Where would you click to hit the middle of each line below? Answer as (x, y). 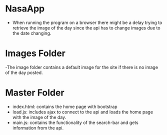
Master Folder (35, 93)
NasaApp (25, 9)
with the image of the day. (39, 117)
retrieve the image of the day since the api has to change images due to (86, 27)
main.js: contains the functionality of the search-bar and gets (75, 122)
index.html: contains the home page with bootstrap (65, 106)
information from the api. (38, 127)
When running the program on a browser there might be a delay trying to (87, 22)
